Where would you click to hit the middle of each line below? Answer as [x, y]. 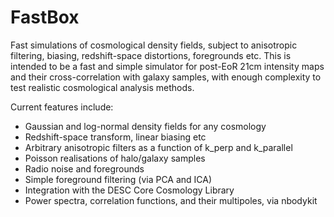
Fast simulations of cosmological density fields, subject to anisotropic [154, 45]
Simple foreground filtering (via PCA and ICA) [118, 179]
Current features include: [62, 107]
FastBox [45, 17]
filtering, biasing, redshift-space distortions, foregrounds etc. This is [151, 55]
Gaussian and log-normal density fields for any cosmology [145, 126]
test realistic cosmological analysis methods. [102, 87]
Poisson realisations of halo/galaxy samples [115, 158]
